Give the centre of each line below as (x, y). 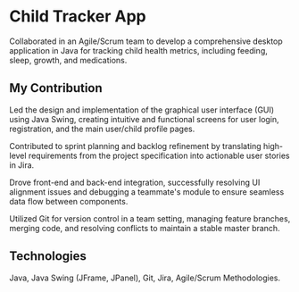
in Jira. (22, 165)
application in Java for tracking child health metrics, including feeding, (138, 50)
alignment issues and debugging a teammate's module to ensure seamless (147, 192)
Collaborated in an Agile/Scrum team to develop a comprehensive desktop (146, 41)
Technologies (48, 256)
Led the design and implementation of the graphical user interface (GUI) (142, 110)
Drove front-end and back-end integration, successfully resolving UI (135, 182)
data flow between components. (69, 201)
